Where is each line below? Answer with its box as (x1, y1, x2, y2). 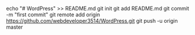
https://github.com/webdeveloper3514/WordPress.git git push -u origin (6, 17, 178, 24)
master (6, 23, 23, 30)
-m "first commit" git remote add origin (6, 11, 100, 18)
